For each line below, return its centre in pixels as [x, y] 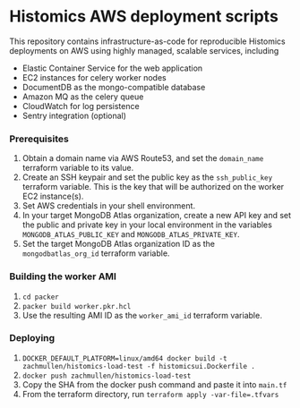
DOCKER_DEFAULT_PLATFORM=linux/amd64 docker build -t [124, 358]
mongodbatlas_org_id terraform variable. [96, 253]
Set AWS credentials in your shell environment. [108, 206]
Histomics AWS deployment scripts [144, 17]
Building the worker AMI [63, 276]
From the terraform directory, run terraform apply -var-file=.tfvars [150, 394]
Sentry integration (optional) [74, 115]
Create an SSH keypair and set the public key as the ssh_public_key [147, 177]
